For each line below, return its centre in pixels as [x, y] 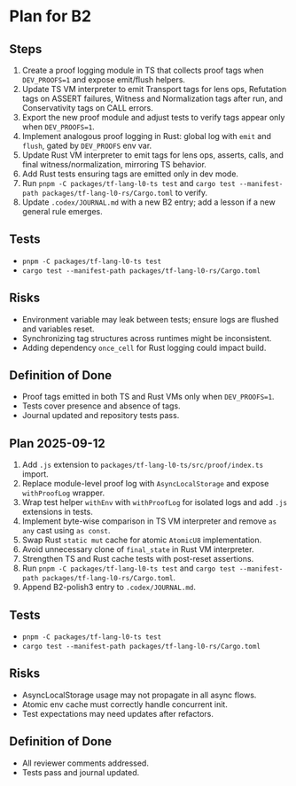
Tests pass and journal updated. [81, 772]
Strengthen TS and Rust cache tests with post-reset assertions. [138, 559]
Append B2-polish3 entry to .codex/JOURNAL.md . [109, 588]
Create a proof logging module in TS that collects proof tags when [143, 70]
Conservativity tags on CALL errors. [87, 108]
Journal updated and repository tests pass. [101, 416]
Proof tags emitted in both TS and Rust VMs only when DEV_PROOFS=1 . [148, 397]
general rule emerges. [62, 211]
